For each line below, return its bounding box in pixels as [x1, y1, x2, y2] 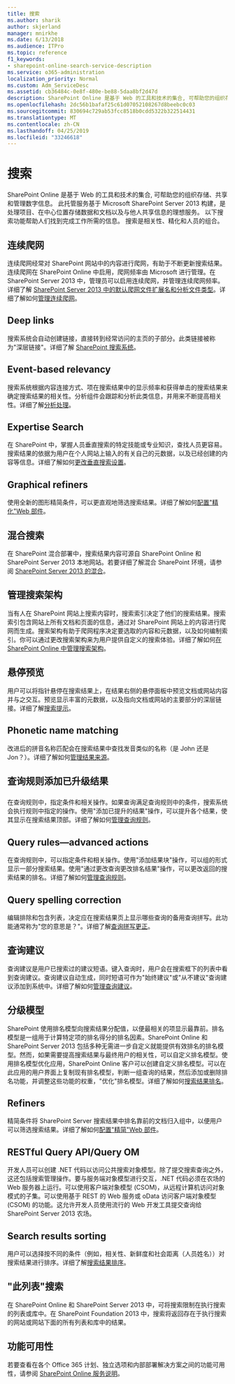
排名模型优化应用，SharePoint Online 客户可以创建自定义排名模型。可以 [13, 1059, 220, 1067]
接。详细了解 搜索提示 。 [7, 704, 75, 712]
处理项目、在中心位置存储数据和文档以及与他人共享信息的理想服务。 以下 [7, 208, 218, 217]
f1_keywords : [7, 56, 45, 63]
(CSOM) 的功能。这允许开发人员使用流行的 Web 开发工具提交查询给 [7, 1201, 202, 1209]
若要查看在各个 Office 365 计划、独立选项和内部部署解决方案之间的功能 [7, 1360, 213, 1369]
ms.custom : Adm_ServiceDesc [7, 82, 90, 89]
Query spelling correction [7, 894, 122, 906]
